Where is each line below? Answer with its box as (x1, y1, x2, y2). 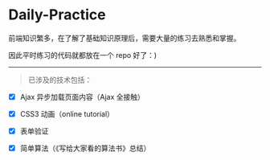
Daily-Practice (8, 6, 106, 24)
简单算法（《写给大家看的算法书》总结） (19, 143, 151, 154)
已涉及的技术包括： (27, 75, 92, 84)
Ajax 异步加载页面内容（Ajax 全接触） (19, 92, 145, 101)
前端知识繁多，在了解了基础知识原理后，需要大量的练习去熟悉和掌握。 (8, 33, 241, 43)
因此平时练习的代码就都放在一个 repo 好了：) (8, 50, 157, 59)
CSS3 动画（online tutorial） (19, 109, 115, 118)
